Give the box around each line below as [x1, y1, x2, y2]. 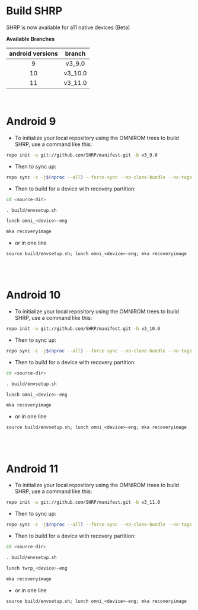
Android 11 [6, 462, 58, 475]
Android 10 [6, 288, 61, 302]
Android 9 [6, 115, 56, 128]
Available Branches [6, 35, 55, 42]
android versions [9, 49, 58, 58]
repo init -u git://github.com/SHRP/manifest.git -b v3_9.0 [6, 152, 158, 158]
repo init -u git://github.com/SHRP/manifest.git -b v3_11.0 [6, 500, 161, 506]
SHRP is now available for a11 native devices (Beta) [6, 24, 130, 31]
